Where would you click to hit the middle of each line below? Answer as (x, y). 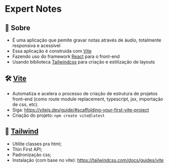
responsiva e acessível (36, 46)
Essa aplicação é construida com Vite (52, 51)
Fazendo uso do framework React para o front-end (66, 56)
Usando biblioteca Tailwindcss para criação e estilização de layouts (83, 62)
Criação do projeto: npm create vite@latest (58, 115)
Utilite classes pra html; (37, 143)
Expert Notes (33, 9)
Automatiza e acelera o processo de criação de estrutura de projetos (85, 93)
